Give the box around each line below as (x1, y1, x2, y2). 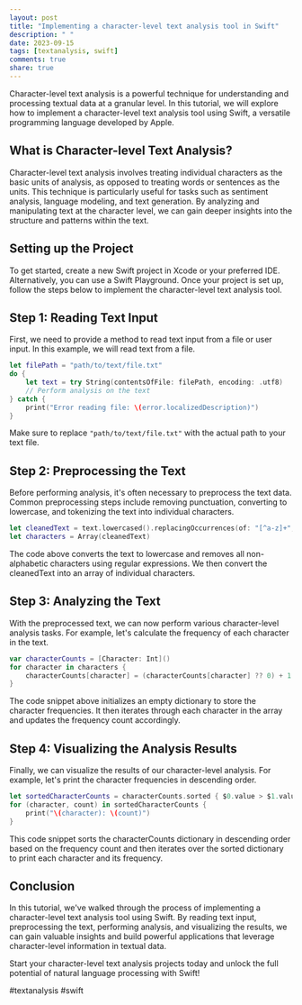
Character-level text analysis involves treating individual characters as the (9, 167, 283, 178)
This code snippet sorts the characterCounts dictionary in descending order (9, 833, 291, 844)
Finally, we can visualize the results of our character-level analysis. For (9, 765, 271, 776)
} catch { (9, 394, 47, 404)
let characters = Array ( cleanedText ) (9, 533, 151, 542)
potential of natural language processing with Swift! (9, 968, 200, 979)
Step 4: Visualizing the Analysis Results (9, 741, 238, 756)
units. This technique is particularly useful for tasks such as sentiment (9, 186, 269, 196)
